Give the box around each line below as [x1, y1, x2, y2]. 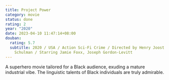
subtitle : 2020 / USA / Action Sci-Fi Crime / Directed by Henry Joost [10, 45, 165, 50]
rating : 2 [5, 21, 26, 27]
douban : [5, 36, 22, 41]
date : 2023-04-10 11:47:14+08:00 [5, 31, 76, 36]
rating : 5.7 [10, 41, 36, 46]
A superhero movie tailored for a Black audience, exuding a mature [5, 64, 145, 70]
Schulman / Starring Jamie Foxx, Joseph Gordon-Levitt [14, 50, 133, 55]
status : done [5, 17, 33, 22]
